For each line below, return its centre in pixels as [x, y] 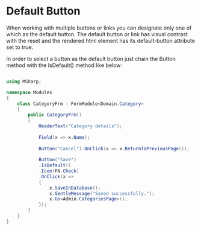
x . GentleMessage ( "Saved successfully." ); [102, 193]
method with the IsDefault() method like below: [64, 65]
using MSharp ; [24, 81]
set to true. [20, 47]
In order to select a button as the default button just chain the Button [91, 59]
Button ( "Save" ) [57, 160]
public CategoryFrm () [55, 115]
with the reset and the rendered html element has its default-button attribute [101, 40]
